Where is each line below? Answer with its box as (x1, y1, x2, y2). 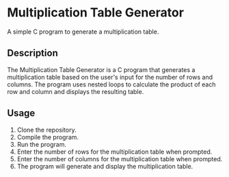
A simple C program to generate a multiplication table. (7, 27, 159, 36)
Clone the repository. (16, 126, 77, 134)
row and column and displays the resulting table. (7, 87, 144, 95)
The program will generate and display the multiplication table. (16, 162, 193, 170)
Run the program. (16, 140, 67, 148)
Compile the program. (16, 132, 79, 141)
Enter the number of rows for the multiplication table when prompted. (16, 147, 213, 156)
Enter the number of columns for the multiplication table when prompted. (16, 154, 223, 163)
